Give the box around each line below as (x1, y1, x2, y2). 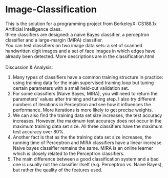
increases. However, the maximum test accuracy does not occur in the (12, 117, 162, 124)
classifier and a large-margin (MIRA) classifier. (5, 37, 103, 43)
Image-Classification (5, 4, 97, 15)
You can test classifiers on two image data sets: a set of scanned (5, 42, 142, 48)
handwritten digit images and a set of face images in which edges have (5, 48, 156, 54)
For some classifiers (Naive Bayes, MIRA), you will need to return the (12, 90, 158, 96)
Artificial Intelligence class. (5, 26, 62, 32)
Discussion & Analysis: (5, 64, 53, 70)
